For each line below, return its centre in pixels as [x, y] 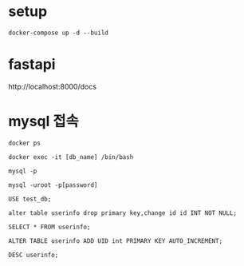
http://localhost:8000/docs [53, 86]
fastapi [32, 64]
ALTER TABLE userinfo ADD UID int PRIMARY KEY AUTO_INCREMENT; [116, 241]
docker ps [25, 143]
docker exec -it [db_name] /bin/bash [71, 157]
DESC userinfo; [33, 255]
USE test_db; [30, 199]
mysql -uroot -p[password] [53, 185]
